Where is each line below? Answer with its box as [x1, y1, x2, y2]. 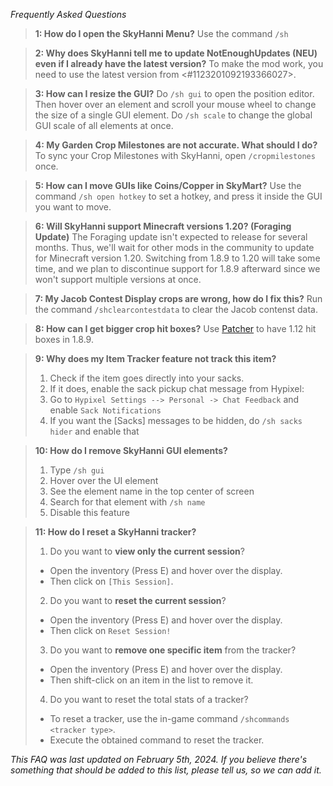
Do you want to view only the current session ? [49, 545, 245, 557]
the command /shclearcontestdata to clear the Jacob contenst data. [34, 304, 318, 315]
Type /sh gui [49, 464, 105, 476]
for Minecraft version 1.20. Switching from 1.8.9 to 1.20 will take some [34, 252, 321, 264]
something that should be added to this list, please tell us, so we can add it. [10, 764, 322, 776]
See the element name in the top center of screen [49, 485, 255, 497]
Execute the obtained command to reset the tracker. [49, 734, 265, 746]
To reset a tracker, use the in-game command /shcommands [49, 713, 290, 724]
